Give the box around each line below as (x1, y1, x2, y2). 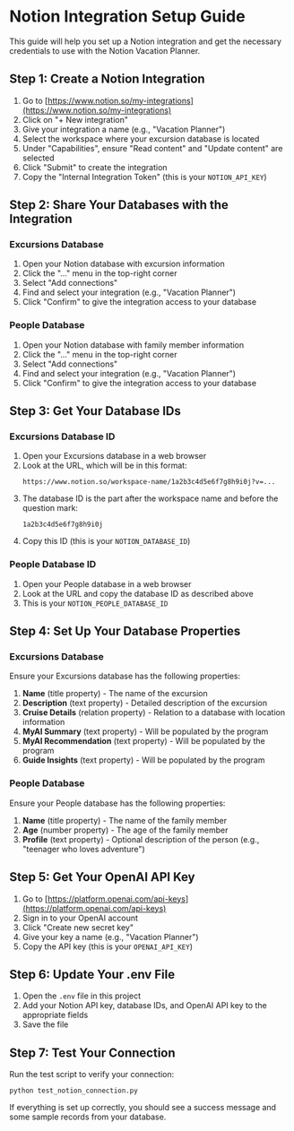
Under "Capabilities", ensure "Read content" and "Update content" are (22, 142, 283, 153)
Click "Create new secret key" (22, 921, 134, 933)
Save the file (22, 1019, 69, 1030)
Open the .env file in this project (22, 990, 142, 1001)
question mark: (22, 503, 79, 514)
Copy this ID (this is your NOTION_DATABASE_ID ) (22, 536, 191, 547)
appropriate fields (22, 1010, 89, 1021)
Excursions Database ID (9, 430, 116, 443)
